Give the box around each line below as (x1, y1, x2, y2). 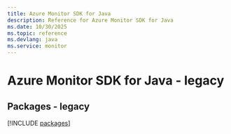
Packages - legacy (7, 100, 90, 112)
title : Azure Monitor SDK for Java (7, 10, 111, 17)
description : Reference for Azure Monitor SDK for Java (7, 17, 174, 24)
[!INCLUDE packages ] (7, 119, 71, 127)
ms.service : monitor (7, 43, 68, 50)
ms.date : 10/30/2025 (7, 23, 68, 30)
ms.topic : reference (7, 29, 68, 37)
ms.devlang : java (7, 36, 58, 43)
